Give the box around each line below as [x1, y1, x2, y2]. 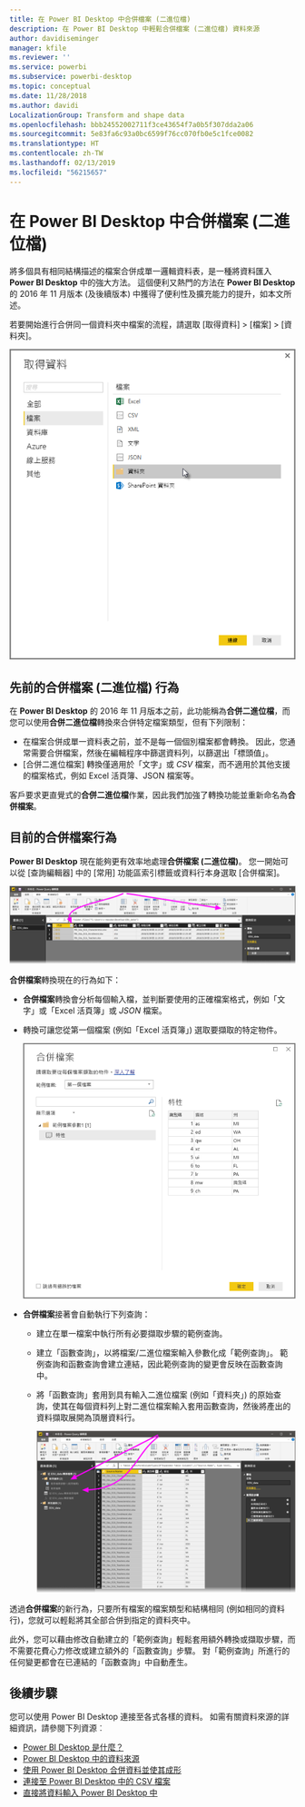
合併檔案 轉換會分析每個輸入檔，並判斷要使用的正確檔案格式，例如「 [22, 993, 278, 1004]
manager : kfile [9, 44, 67, 53]
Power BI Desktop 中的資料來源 [22, 1753, 140, 1764]
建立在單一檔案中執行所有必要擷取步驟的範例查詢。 [35, 1328, 228, 1338]
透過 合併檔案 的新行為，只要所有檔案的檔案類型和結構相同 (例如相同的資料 [9, 1603, 286, 1614]
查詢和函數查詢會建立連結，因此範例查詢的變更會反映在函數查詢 [44, 1358, 283, 1369]
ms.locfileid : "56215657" [9, 168, 107, 177]
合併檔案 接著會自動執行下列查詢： [22, 1308, 151, 1319]
